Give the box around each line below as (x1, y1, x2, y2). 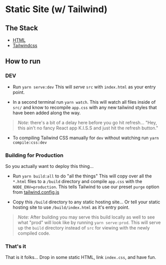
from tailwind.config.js (12, 189, 60, 195)
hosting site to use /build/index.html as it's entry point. (12, 204, 130, 210)
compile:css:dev (12, 140, 47, 145)
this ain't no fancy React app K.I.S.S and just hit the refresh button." (17, 125, 158, 131)
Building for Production (5, 152, 64, 159)
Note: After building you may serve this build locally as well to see (17, 214, 155, 220)
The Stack (5, 24, 38, 32)
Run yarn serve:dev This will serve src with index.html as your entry (12, 83, 156, 90)
